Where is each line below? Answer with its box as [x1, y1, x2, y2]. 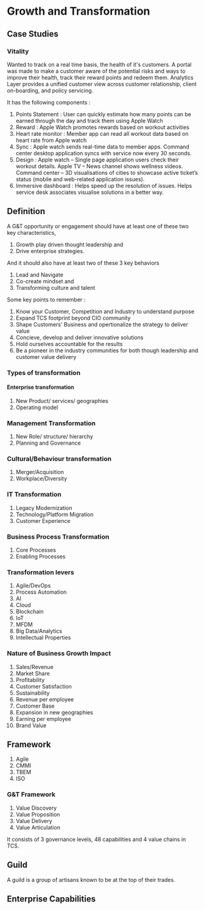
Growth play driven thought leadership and [15, 240, 124, 248]
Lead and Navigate [15, 271, 63, 278]
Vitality [7, 47, 29, 56]
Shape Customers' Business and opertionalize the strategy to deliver [15, 320, 188, 328]
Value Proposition [15, 810, 60, 818]
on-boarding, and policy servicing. [7, 87, 94, 94]
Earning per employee [15, 715, 72, 722]
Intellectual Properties [15, 634, 71, 642]
